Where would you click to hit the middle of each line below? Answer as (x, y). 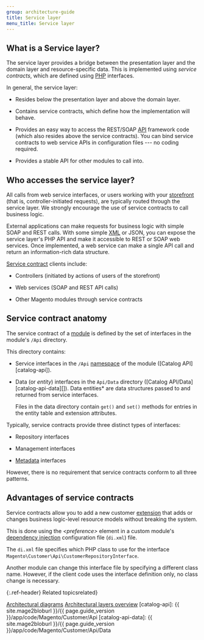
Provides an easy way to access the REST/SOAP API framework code (102, 129)
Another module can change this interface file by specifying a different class (102, 567)
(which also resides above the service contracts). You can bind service (104, 136)
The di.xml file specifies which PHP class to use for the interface (88, 549)
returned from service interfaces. (57, 395)
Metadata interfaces (40, 460)
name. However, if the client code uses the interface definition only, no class (102, 574)
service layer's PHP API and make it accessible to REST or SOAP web (93, 239)
